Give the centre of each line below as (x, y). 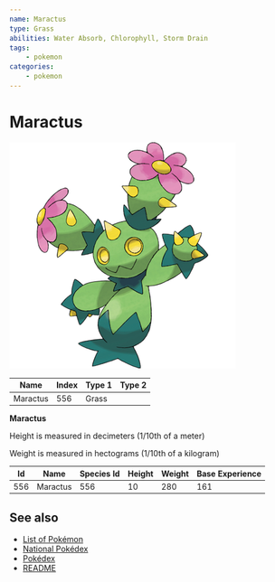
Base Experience (229, 474)
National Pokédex (55, 549)
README (39, 568)
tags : (19, 48)
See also (34, 517)
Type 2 (133, 385)
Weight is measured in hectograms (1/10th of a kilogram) (114, 454)
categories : (32, 67)
